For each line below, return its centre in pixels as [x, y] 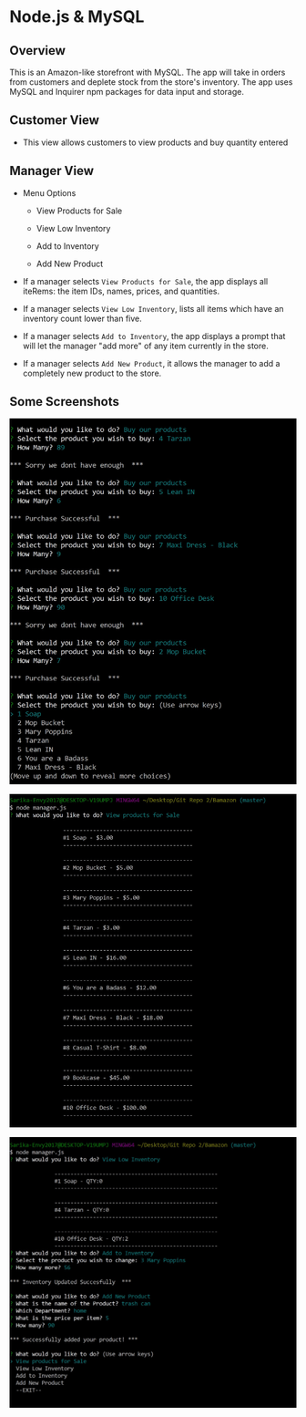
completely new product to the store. [92, 373]
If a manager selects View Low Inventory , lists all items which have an [153, 308]
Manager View [51, 171]
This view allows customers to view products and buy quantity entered [155, 142]
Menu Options [49, 192]
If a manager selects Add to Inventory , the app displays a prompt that [154, 336]
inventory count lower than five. [82, 318]
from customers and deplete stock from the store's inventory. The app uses [151, 82]
